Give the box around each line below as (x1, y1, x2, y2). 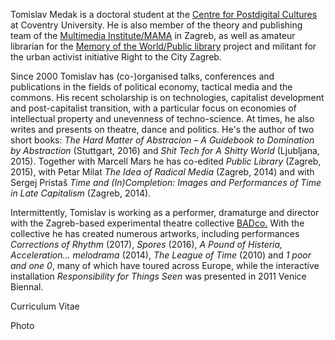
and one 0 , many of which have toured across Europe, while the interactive (10, 260, 320, 271)
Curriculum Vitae (10, 300, 80, 312)
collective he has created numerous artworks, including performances (10, 228, 300, 239)
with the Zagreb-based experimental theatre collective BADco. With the (10, 217, 305, 229)
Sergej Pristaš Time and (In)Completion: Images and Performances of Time (10, 177, 322, 188)
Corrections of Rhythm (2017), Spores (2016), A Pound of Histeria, (10, 239, 283, 250)
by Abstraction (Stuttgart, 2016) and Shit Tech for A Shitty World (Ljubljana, (10, 145, 320, 156)
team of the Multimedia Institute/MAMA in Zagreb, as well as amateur (10, 30, 296, 41)
